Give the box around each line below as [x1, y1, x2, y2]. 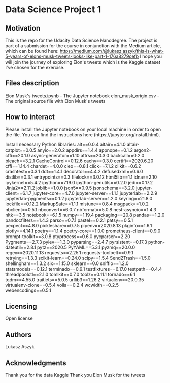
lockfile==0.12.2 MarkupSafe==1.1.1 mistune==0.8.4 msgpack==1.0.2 [5, 201, 149, 207]
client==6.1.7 [5, 190, 32, 196]
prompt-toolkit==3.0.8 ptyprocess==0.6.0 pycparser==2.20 [5, 233, 130, 240]
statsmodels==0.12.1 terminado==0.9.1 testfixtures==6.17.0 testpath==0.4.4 [5, 266, 162, 272]
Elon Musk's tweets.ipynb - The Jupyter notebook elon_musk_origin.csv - [5, 93, 160, 99]
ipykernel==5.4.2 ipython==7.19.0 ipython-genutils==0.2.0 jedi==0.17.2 [5, 179, 153, 185]
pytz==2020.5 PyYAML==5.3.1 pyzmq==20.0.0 [37, 244, 135, 250]
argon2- [133, 146, 151, 153]
